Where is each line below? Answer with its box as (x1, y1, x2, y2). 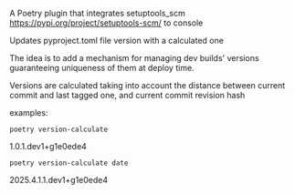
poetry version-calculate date (9, 158, 129, 168)
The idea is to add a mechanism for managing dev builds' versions (9, 53, 259, 63)
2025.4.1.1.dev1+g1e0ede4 (9, 175, 109, 185)
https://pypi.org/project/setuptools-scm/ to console (9, 17, 204, 28)
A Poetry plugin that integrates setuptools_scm (9, 8, 185, 18)
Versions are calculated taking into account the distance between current (9, 80, 286, 90)
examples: (9, 107, 48, 117)
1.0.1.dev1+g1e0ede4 (9, 141, 87, 151)
